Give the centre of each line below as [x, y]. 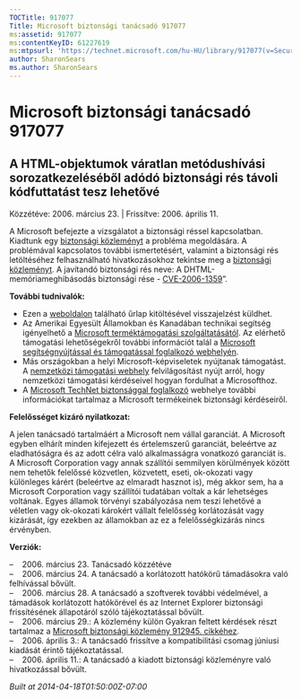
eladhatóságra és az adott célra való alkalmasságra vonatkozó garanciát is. [148, 453]
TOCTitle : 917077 [42, 17]
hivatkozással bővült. [48, 668]
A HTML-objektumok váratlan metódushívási [138, 164]
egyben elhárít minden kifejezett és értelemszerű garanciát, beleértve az [143, 443]
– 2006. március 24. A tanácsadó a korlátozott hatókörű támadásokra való [149, 573]
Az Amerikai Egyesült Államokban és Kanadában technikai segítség [146, 323]
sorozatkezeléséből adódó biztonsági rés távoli [144, 178]
